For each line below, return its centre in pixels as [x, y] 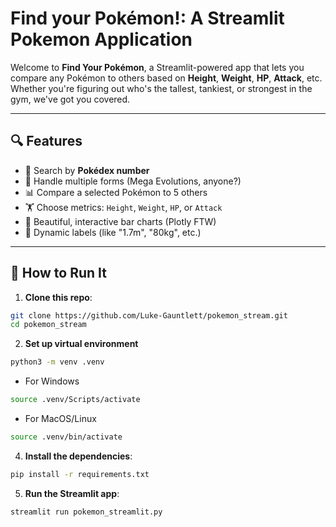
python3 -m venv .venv [57, 362]
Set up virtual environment [81, 344]
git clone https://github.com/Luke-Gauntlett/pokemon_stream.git [149, 315]
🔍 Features [46, 141]
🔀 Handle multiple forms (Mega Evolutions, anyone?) [133, 181]
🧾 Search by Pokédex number [87, 170]
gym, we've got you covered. [70, 99]
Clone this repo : [58, 297]
